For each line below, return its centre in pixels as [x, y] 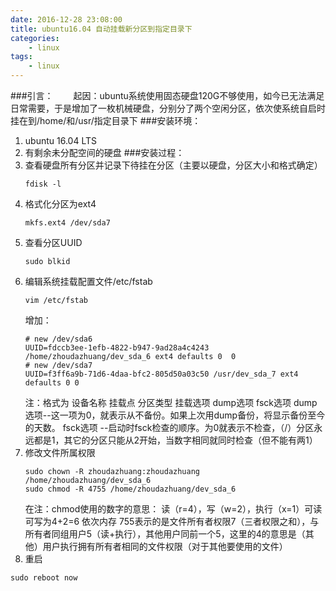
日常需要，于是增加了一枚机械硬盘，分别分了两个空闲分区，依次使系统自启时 [168, 108]
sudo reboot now [44, 578]
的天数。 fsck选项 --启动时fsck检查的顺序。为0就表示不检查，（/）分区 [169, 427]
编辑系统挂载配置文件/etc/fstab [88, 281]
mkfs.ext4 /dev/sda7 [67, 223]
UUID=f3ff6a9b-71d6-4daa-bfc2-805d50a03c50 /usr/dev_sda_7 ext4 [161, 374]
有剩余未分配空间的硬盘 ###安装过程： [104, 152]
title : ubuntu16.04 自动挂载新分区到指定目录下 [101, 29]
